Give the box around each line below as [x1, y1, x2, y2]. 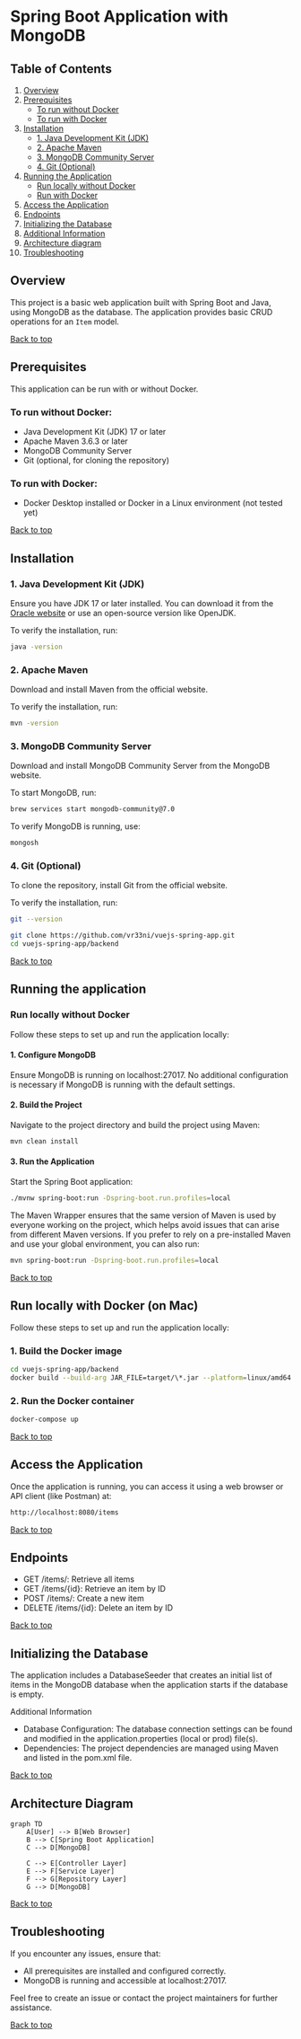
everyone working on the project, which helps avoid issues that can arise [10, 1219, 280, 1230]
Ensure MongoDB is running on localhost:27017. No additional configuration [10, 1069, 289, 1080]
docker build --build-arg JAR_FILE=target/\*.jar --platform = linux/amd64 [10, 1373, 292, 1382]
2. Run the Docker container [10, 1394, 135, 1407]
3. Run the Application [10, 1156, 95, 1167]
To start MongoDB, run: [10, 788, 97, 799]
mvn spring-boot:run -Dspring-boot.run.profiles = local [10, 1256, 219, 1265]
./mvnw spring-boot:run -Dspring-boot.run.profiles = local [10, 1194, 231, 1203]
